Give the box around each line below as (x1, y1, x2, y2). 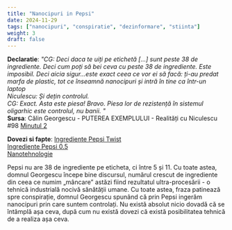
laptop (7, 85, 26, 93)
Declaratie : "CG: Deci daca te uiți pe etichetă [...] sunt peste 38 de (7, 55, 199, 63)
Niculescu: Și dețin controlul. (7, 92, 90, 101)
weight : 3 (7, 29, 36, 37)
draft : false (7, 36, 45, 43)
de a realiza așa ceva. (7, 215, 69, 223)
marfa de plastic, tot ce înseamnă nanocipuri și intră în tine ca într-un (7, 77, 207, 85)
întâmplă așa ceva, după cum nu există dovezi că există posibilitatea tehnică (7, 208, 226, 216)
